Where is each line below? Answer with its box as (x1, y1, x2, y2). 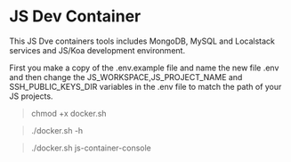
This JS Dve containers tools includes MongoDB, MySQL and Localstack (9, 36, 276, 46)
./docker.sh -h (30, 125, 84, 135)
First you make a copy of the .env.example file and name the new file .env (9, 62, 279, 73)
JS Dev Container (9, 6, 141, 27)
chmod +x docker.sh (30, 108, 107, 118)
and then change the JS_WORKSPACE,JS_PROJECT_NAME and (9, 71, 243, 82)
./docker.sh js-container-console (30, 142, 151, 153)
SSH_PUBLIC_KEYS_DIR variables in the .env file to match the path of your (9, 81, 282, 92)
